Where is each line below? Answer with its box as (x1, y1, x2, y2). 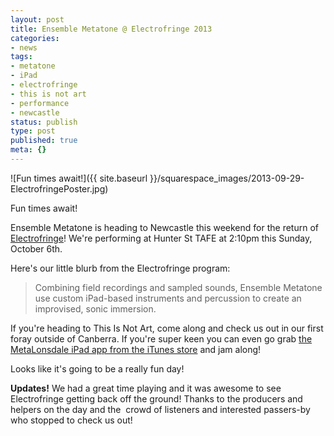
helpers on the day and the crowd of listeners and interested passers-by (10, 403, 311, 415)
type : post (10, 126, 56, 136)
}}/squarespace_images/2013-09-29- (149, 172, 305, 184)
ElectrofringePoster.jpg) (10, 182, 109, 195)
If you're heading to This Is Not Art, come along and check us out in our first (10, 322, 324, 334)
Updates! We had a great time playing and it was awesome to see (10, 382, 282, 394)
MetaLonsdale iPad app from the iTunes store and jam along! (10, 343, 262, 355)
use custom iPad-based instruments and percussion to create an (34, 292, 302, 304)
